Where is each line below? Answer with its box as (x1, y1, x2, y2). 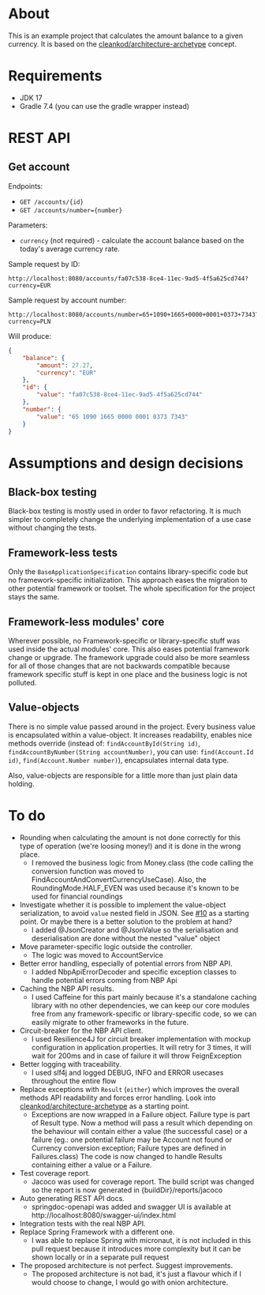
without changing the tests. (8, 523, 97, 533)
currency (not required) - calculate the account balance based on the (19, 235, 244, 245)
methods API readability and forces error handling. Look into (19, 1093, 216, 1102)
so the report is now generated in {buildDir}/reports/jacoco (31, 1185, 223, 1195)
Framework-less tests (8, 546, 118, 559)
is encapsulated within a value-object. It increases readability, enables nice (8, 730, 252, 739)
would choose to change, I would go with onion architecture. (31, 1277, 229, 1287)
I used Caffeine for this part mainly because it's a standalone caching (31, 992, 257, 1001)
